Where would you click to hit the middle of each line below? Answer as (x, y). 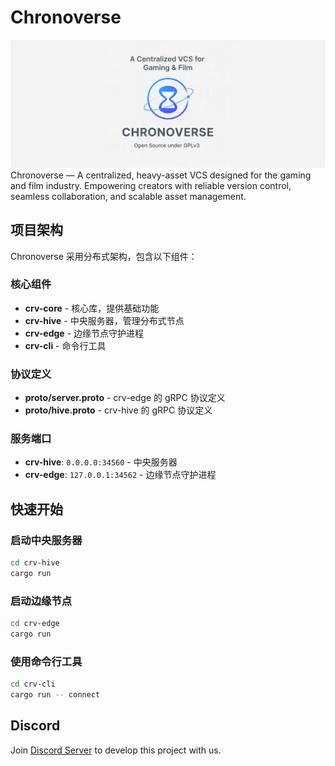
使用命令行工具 (46, 661)
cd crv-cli (33, 684)
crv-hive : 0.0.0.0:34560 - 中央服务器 (101, 462)
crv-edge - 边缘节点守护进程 (84, 333)
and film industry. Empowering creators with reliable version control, (151, 185)
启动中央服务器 (46, 540)
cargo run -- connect (55, 695)
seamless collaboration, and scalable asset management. (128, 196)
